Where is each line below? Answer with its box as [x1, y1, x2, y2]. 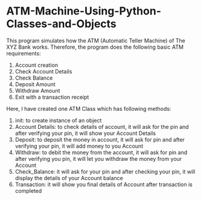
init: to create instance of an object [14, 116, 102, 124]
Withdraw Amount [14, 87, 60, 94]
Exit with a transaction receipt [14, 93, 89, 101]
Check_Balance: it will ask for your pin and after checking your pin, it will [14, 167, 196, 175]
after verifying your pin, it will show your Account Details [14, 130, 156, 137]
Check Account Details [14, 67, 72, 75]
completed [14, 187, 42, 194]
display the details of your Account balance [14, 174, 124, 181]
